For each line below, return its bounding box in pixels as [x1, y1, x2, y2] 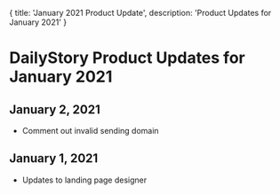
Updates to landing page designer [21, 175, 148, 185]
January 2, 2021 [9, 102, 100, 117]
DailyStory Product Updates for [9, 48, 246, 68]
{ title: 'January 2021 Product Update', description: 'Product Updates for [9, 8, 272, 18]
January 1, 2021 [9, 151, 99, 167]
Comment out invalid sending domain [21, 126, 159, 136]
